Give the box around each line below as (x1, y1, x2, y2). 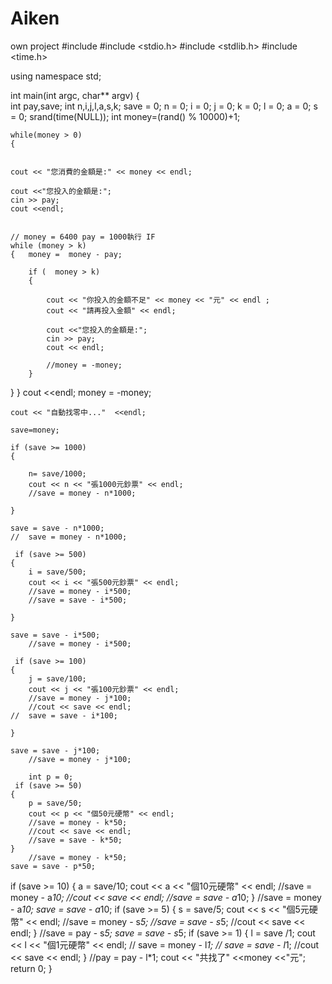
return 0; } (10, 962, 53, 974)
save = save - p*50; (10, 861, 97, 871)
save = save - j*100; (10, 745, 101, 756)
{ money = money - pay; (10, 249, 123, 259)
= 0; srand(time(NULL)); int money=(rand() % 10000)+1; (10, 110, 241, 122)
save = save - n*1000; (10, 523, 105, 533)
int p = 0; (28, 772, 74, 782)
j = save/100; (28, 673, 87, 684)
